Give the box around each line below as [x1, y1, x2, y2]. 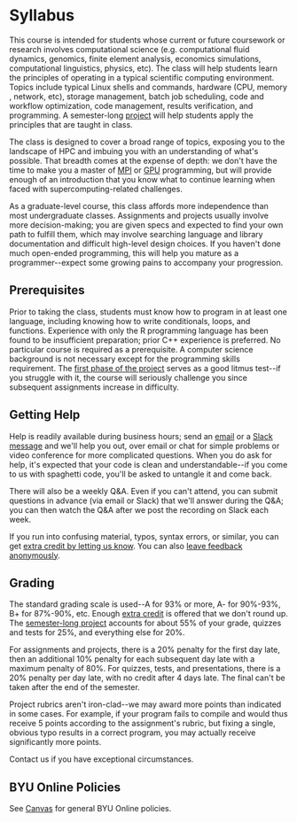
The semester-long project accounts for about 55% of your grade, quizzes [9, 617, 282, 629]
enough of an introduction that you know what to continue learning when [9, 174, 276, 184]
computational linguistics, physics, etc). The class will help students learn [9, 63, 277, 74]
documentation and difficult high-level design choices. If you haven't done [9, 238, 281, 249]
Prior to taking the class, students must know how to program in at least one [9, 306, 288, 317]
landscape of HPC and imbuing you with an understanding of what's [9, 145, 259, 156]
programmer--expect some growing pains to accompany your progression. [9, 257, 284, 268]
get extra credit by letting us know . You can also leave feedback [9, 540, 243, 551]
